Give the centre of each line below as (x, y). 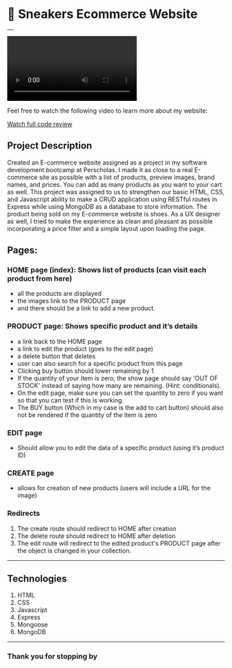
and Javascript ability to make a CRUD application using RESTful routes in (112, 199)
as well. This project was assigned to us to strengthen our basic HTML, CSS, (116, 192)
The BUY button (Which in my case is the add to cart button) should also (120, 407)
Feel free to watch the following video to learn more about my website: (108, 111)
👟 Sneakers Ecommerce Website (103, 14)
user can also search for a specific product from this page (100, 363)
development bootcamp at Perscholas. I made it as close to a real (100, 169)
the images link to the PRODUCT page (71, 301)
